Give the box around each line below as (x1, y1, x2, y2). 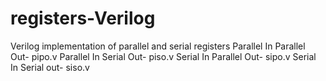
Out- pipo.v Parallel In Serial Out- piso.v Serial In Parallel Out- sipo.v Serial (10, 50, 317, 62)
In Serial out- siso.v (10, 61, 90, 73)
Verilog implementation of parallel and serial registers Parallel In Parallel (10, 40, 306, 52)
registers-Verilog (10, 7, 156, 30)
